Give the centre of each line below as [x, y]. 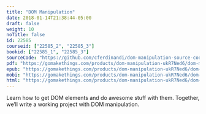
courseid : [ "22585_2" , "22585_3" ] [51, 47]
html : [13, 80]
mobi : [13, 75]
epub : [13, 69]
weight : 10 [20, 29]
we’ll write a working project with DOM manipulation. [73, 104]
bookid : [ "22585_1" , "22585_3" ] [48, 52]
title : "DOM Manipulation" [41, 12]
